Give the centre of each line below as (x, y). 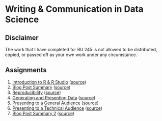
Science (22, 19)
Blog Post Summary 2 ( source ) (43, 113)
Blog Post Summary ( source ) (41, 87)
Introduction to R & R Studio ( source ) (49, 82)
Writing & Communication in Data (74, 9)
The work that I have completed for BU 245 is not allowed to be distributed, (81, 49)
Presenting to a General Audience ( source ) (55, 103)
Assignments (26, 70)
